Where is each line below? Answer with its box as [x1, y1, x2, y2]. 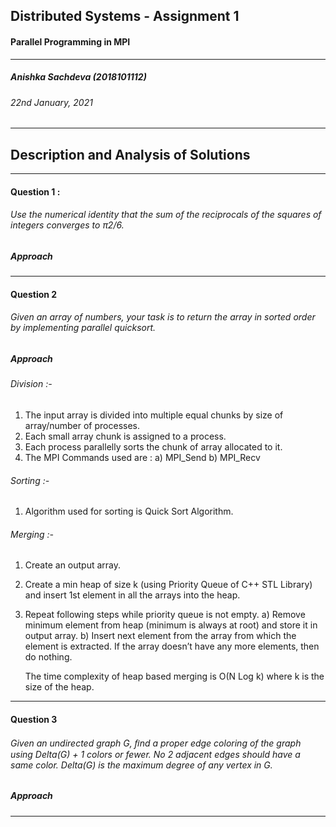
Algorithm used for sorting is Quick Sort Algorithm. [24, 505, 234, 518]
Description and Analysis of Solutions [10, 146, 251, 163]
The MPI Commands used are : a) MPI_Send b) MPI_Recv [24, 451, 261, 463]
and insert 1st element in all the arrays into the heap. [24, 589, 241, 601]
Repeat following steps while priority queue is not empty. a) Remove [24, 609, 306, 621]
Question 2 [10, 288, 58, 300]
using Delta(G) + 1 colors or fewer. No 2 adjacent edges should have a [10, 748, 301, 760]
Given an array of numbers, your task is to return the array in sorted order [10, 311, 316, 323]
